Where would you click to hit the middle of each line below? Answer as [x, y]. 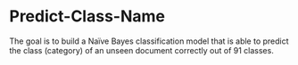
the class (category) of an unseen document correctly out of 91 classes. [141, 50]
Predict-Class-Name [87, 16]
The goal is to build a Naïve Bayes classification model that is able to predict [149, 41]
